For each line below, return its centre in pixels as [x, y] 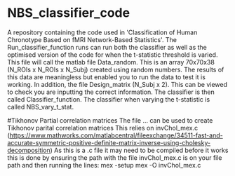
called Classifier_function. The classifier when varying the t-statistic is [109, 99]
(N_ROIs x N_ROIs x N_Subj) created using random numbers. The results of [116, 69]
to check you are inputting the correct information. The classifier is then [111, 92]
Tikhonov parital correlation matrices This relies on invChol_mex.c [103, 128]
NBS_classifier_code [69, 13]
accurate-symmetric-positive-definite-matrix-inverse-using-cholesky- [109, 142]
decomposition [29, 150]
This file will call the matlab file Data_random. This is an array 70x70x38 [111, 62]
